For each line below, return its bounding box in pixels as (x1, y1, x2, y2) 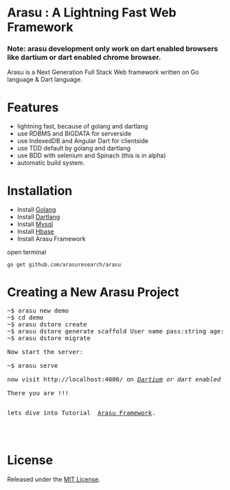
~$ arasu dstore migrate (7, 335, 91, 342)
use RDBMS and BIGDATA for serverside (16, 129, 132, 138)
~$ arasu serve (7, 362, 58, 370)
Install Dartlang (16, 213, 60, 221)
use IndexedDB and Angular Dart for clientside (16, 137, 149, 145)
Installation (7, 183, 73, 199)
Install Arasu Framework (16, 235, 86, 243)
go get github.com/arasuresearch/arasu (7, 261, 122, 269)
